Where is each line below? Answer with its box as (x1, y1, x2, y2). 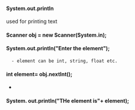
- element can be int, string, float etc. (11, 58, 118, 64)
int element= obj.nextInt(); (6, 70, 73, 77)
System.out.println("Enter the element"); (6, 45, 110, 52)
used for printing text (6, 18, 57, 25)
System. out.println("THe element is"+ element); (6, 97, 129, 104)
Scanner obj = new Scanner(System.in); (6, 31, 107, 38)
